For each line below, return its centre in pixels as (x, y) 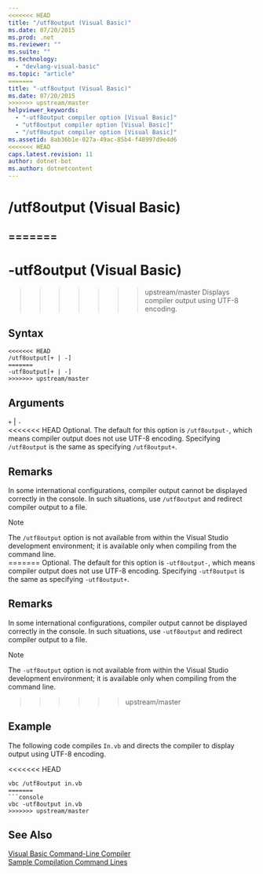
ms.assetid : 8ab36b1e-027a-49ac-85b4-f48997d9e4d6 (93, 139)
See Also (30, 834)
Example (30, 727)
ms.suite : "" (29, 52)
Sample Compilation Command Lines (68, 862)
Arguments (37, 402)
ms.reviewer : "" (35, 45)
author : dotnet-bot (40, 162)
